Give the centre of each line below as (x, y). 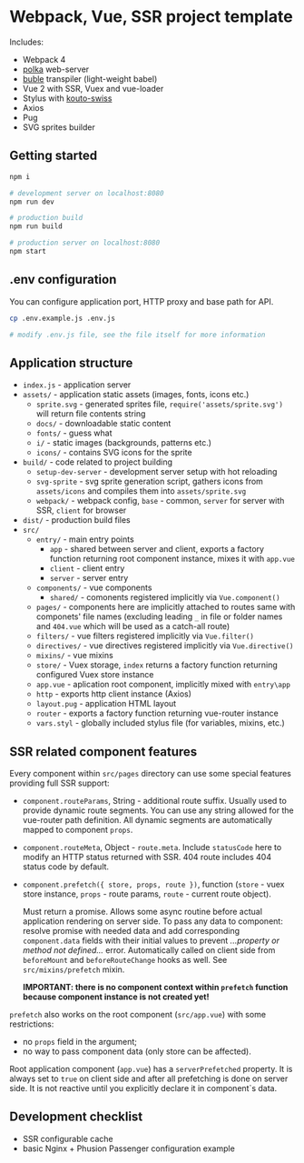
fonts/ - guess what (74, 433)
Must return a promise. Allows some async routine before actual (142, 912)
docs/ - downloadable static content (103, 424)
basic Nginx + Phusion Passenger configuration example (129, 1148)
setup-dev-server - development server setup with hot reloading (157, 472)
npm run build (36, 226)
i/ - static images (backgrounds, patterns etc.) (123, 443)
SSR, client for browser (81, 510)
